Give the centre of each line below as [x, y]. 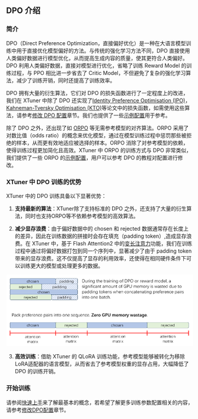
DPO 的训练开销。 [37, 371]
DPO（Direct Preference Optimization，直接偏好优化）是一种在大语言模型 [96, 43]
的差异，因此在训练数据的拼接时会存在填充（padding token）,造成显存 [100, 236]
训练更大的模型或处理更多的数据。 [62, 266]
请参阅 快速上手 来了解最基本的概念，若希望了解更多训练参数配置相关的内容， [100, 402]
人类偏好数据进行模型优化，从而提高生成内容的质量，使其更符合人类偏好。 [97, 58]
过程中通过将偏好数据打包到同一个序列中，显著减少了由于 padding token [103, 251]
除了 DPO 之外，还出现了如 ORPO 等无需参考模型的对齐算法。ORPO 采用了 [98, 128]
